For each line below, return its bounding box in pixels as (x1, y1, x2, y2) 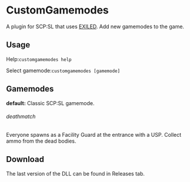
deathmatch (6, 113, 36, 120)
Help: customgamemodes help (6, 55, 72, 62)
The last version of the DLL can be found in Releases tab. (6, 170, 145, 177)
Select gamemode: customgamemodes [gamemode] (6, 67, 121, 74)
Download (6, 154, 44, 164)
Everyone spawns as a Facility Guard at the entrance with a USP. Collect (6, 131, 182, 138)
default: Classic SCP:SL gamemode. (6, 99, 95, 106)
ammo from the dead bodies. (6, 137, 76, 144)
